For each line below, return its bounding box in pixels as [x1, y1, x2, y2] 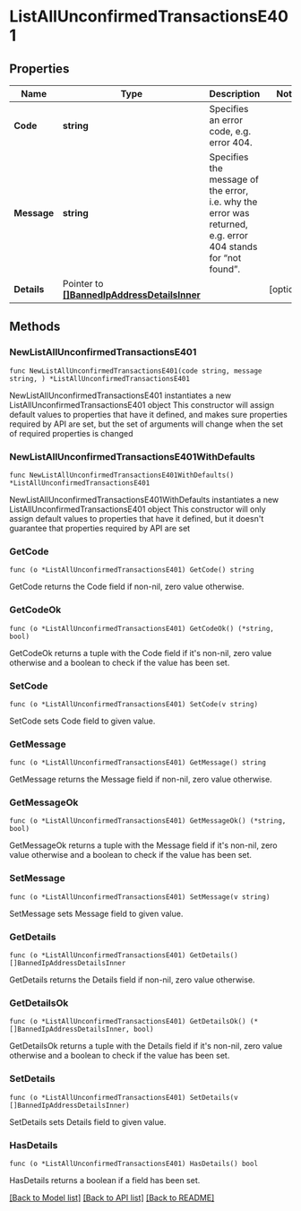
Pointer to [62, 278, 104, 290]
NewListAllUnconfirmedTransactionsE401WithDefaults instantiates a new [9, 494, 279, 505]
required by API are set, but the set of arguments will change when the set [9, 419, 284, 429]
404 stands [209, 240, 258, 253]
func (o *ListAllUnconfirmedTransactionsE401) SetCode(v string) [9, 699, 258, 709]
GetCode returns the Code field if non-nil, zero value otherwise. [9, 581, 245, 593]
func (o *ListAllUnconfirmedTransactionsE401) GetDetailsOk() [9, 1017, 246, 1026]
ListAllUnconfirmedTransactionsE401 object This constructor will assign [9, 399, 275, 410]
